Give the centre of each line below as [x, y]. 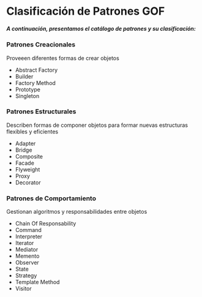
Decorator [28, 182]
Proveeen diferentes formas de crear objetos [63, 58]
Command [28, 230]
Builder [24, 76]
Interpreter [29, 236]
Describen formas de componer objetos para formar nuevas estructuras [97, 125]
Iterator [24, 243]
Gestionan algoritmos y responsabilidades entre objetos [77, 212]
